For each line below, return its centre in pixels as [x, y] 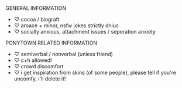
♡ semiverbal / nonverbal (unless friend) [63, 54]
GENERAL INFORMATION [36, 8]
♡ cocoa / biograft [37, 19]
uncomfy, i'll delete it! [40, 78]
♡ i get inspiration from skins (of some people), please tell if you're [95, 72]
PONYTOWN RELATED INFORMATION [51, 43]
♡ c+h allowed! [33, 60]
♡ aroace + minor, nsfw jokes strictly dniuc [66, 25]
